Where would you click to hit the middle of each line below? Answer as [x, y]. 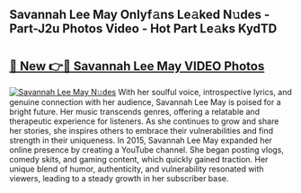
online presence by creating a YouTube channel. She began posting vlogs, [147, 150]
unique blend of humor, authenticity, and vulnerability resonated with [137, 169]
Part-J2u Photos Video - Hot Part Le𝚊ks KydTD [143, 29]
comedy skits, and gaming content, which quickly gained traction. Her [139, 159]
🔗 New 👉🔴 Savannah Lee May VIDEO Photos [137, 66]
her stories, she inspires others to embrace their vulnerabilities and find [142, 131]
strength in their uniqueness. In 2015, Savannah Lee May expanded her [141, 140]
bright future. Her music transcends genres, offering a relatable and [135, 112]
